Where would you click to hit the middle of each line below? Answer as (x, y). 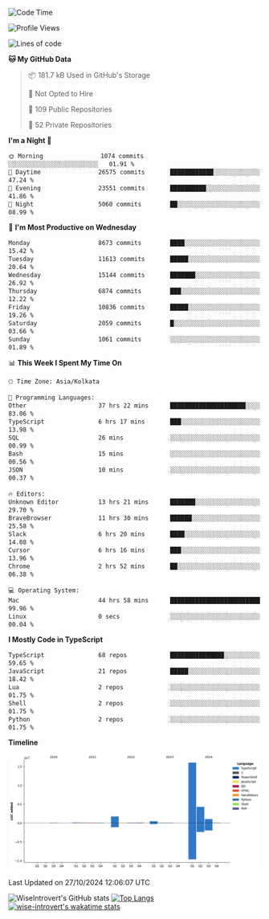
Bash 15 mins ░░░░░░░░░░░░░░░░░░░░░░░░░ (134, 454)
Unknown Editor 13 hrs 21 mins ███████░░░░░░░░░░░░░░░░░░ (134, 502)
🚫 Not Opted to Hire (61, 94)
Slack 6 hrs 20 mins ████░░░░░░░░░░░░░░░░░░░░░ (134, 534)
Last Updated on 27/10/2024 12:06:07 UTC (79, 883)
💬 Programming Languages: (51, 398)
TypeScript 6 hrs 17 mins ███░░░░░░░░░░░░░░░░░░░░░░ (134, 422)
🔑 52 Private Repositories (70, 125)
